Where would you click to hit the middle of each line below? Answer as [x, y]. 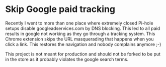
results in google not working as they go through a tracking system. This [80, 33]
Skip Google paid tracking [60, 9]
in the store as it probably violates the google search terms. [67, 59]
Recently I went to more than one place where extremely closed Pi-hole [79, 23]
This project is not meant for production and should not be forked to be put [83, 54]
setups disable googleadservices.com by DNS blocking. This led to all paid [83, 28]
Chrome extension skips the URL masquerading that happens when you [80, 39]
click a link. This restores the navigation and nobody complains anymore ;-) [83, 44]
